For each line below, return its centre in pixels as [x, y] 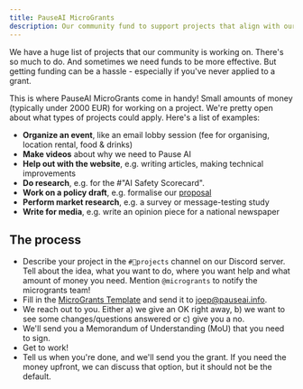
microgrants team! [56, 291]
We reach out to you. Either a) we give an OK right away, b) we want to [154, 310]
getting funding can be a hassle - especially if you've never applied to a [142, 71]
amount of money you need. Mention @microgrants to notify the [140, 281]
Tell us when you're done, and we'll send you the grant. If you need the [154, 357]
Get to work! [46, 347]
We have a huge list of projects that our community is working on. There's [147, 51]
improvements [49, 173]
